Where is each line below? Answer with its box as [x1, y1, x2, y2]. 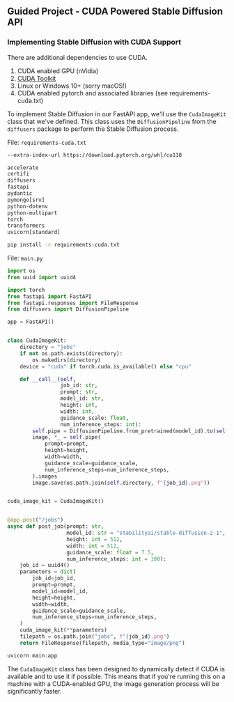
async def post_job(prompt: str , [7, 523, 104, 530]
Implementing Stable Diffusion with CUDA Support [7, 38, 182, 47]
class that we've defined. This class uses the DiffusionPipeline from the [7, 117, 217, 125]
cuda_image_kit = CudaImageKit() [7, 498, 104, 505]
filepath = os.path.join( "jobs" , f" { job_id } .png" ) [19, 633, 170, 640]
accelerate [7, 164, 39, 171]
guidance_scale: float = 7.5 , [66, 549, 155, 556]
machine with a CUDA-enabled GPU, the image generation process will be [7, 679, 219, 688]
